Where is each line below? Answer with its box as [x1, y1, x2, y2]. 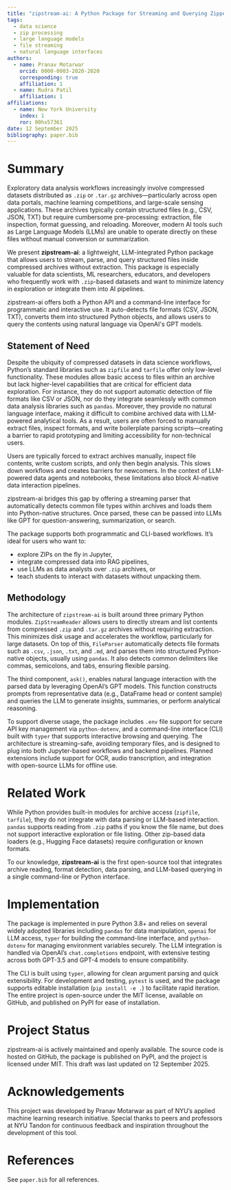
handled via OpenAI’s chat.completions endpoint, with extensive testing [7, 948, 210, 956]
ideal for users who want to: [7, 537, 87, 545]
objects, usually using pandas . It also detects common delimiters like [25, 654, 219, 662]
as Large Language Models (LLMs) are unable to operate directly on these [7, 228, 217, 236]
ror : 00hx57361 [19, 118, 63, 126]
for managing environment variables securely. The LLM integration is [27, 941, 222, 949]
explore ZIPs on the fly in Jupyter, [16, 551, 113, 558]
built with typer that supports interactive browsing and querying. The [7, 731, 203, 740]
